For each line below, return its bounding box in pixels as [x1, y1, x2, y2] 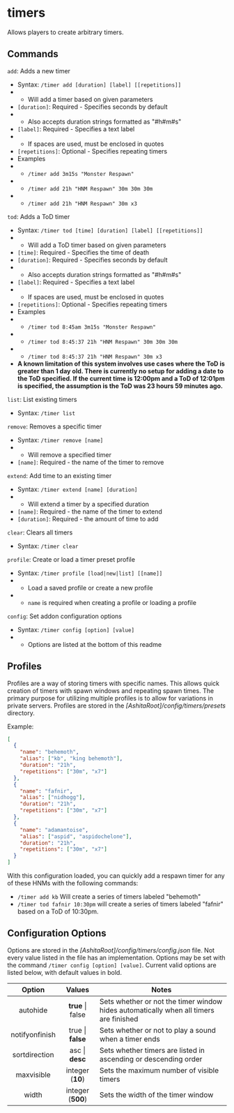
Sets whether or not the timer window [100, 996, 223, 1006]
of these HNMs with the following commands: [7, 879, 139, 888]
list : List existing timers [7, 395, 77, 403]
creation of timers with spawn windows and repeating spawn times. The [7, 686, 214, 695]
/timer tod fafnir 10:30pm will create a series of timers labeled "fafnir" [17, 900, 224, 909]
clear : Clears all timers [7, 528, 73, 537]
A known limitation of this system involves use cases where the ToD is [17, 359, 225, 368]
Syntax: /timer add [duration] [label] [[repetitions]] [17, 80, 182, 89]
